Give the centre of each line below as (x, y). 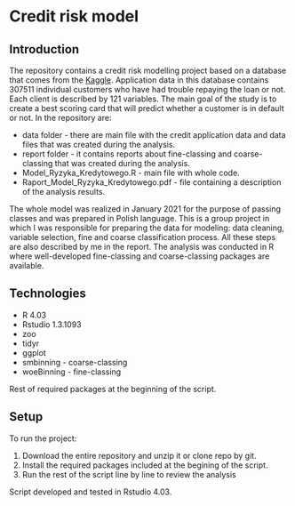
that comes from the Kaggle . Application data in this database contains (139, 80)
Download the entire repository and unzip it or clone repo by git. (139, 455)
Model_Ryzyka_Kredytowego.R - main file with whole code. (131, 173)
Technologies (48, 294)
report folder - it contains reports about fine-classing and (127, 154)
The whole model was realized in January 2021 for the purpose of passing (145, 209)
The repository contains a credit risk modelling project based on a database (148, 70)
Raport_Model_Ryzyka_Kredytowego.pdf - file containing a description (151, 182)
